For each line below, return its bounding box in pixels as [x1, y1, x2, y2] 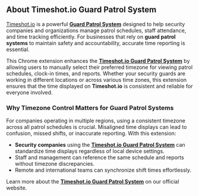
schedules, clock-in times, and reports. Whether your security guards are [6, 69, 186, 77]
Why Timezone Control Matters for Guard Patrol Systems [6, 103, 174, 112]
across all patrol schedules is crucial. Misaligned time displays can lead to [6, 124, 187, 131]
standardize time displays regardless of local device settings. [14, 148, 165, 155]
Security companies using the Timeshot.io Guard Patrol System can [14, 141, 185, 148]
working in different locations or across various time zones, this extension [6, 76, 187, 83]
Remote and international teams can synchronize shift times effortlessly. [14, 166, 192, 174]
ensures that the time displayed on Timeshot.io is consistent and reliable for [6, 83, 193, 90]
